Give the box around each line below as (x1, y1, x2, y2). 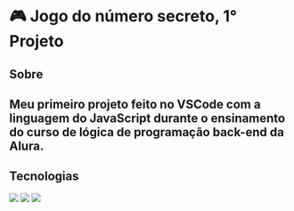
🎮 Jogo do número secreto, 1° (9, 6, 238, 27)
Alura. (9, 138, 45, 153)
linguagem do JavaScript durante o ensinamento (9, 110, 286, 126)
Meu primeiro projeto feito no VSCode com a (9, 96, 261, 111)
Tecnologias (9, 169, 79, 184)
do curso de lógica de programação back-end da (9, 125, 285, 140)
